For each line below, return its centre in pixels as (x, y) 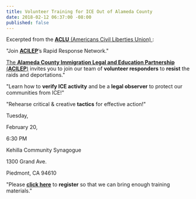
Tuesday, (17, 115)
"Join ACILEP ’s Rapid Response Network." (57, 51)
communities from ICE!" (35, 93)
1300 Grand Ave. (26, 162)
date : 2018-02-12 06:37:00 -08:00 (49, 17)
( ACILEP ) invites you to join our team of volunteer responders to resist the (98, 69)
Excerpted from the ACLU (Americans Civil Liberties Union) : (80, 40)
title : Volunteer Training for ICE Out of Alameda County (79, 12)
